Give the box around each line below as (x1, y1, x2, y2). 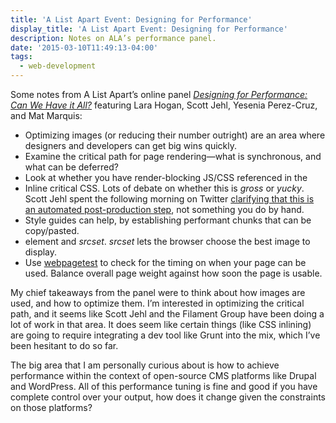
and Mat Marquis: (10, 110, 83, 121)
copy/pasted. (24, 225, 80, 236)
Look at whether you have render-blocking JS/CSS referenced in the (24, 172, 308, 183)
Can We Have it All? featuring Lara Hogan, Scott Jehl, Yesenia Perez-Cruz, (10, 99, 318, 111)
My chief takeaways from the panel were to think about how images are (10, 287, 306, 298)
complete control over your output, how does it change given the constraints (10, 391, 326, 403)
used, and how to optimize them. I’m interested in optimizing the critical (10, 297, 305, 309)
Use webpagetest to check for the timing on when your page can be (24, 257, 307, 268)
